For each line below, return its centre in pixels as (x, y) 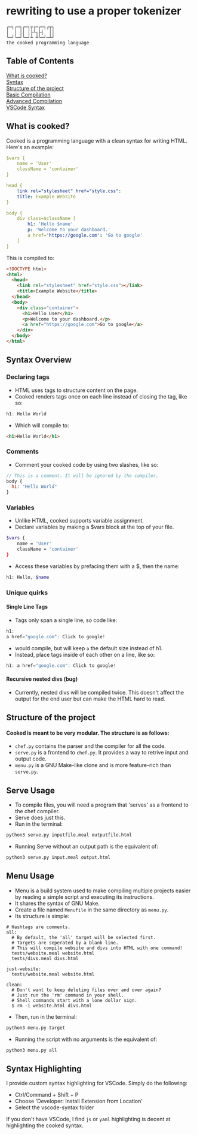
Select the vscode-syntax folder (54, 1107)
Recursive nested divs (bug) (42, 679)
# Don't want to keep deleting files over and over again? (87, 990)
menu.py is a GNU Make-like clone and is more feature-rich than (93, 765)
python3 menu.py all (32, 1050)
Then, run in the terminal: (46, 1016)
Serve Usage (30, 790)
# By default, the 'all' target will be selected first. (84, 937)
